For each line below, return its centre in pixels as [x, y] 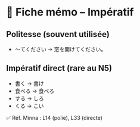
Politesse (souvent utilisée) [58, 34]
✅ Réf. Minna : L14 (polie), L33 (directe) [55, 117]
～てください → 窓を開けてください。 [60, 49]
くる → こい [29, 106]
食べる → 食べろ [35, 91]
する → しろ [29, 98]
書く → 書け [29, 83]
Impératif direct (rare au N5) [59, 68]
